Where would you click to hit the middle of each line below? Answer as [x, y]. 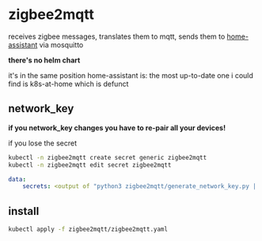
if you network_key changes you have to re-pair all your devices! [117, 127]
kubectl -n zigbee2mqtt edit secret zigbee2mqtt [90, 165]
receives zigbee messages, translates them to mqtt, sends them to [117, 36]
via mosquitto [61, 44]
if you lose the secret [43, 143]
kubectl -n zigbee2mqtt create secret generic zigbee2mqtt [108, 157]
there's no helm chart [44, 60]
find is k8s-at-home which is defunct [68, 84]
